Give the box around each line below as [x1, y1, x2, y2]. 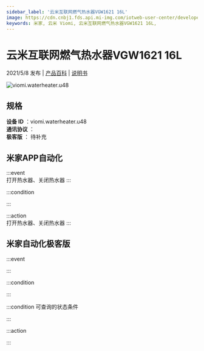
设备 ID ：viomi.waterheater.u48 [6, 118, 87, 125]
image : [6, 15, 23, 21]
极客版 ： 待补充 [6, 133, 47, 140]
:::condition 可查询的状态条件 [6, 303, 79, 310]
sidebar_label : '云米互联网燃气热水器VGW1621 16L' [6, 9, 128, 15]
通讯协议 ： [6, 126, 35, 133]
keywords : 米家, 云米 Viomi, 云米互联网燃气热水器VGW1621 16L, [6, 20, 157, 26]
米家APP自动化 [6, 152, 63, 163]
